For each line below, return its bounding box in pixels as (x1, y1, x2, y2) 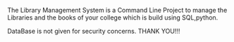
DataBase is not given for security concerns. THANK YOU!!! (7, 27, 180, 35)
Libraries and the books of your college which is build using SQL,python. (7, 13, 218, 22)
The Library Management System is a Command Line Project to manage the (7, 6, 228, 14)
